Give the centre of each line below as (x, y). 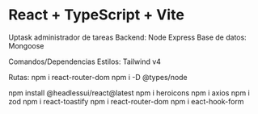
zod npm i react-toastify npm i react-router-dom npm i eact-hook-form (126, 101)
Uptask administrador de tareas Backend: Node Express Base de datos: (127, 37)
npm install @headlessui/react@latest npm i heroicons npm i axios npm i (129, 93)
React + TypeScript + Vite (96, 15)
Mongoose (26, 45)
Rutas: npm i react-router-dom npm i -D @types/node (98, 77)
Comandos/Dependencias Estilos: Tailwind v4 (85, 61)
